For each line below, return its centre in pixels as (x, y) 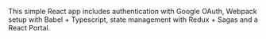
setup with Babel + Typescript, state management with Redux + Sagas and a (133, 19)
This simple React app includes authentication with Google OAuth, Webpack (133, 11)
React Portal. (29, 28)
